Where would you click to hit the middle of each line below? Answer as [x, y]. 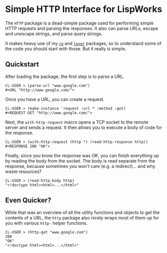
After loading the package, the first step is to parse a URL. [65, 76]
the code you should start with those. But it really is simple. [66, 48]
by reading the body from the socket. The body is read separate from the [80, 160]
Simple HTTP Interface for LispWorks [84, 9]
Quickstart [22, 64]
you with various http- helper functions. [46, 223]
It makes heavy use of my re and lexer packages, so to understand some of [83, 43]
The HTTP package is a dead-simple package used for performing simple [80, 23]
